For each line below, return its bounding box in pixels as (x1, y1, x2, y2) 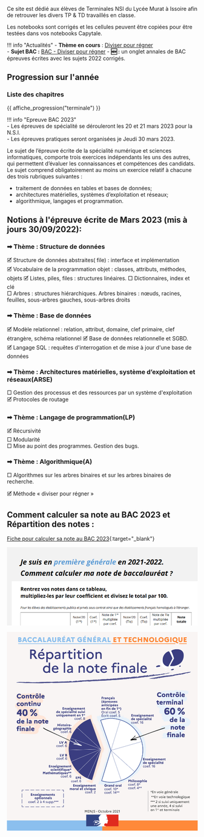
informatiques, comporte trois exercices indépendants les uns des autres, (7, 153, 191, 160)
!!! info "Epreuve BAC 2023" (7, 116, 77, 123)
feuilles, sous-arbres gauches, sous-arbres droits (7, 296, 131, 303)
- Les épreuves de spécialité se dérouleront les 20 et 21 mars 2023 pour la (7, 122, 193, 130)
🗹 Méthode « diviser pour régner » (7, 490, 94, 497)
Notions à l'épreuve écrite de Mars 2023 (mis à (7, 215, 188, 225)
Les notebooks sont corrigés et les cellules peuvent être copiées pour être (7, 24, 192, 30)
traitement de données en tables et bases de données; (15, 184, 153, 191)
